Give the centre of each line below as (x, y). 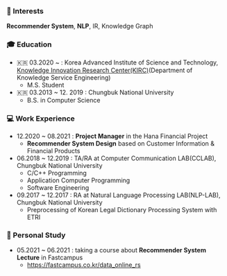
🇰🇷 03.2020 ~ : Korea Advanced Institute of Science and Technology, (117, 62)
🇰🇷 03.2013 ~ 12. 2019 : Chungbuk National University (95, 92)
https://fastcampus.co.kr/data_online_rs (84, 265)
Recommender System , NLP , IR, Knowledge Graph (80, 26)
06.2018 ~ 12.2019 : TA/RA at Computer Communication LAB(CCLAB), (116, 158)
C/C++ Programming (57, 173)
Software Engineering (58, 187)
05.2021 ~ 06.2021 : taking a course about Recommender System (111, 250)
